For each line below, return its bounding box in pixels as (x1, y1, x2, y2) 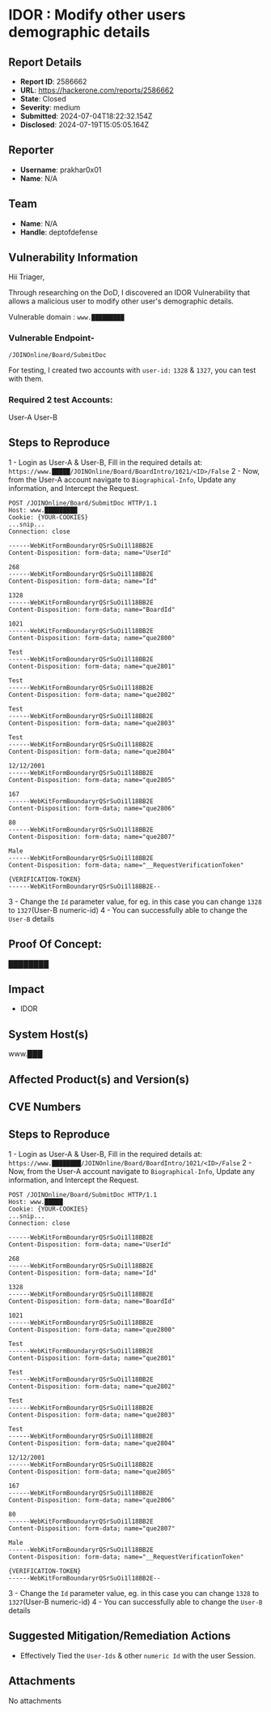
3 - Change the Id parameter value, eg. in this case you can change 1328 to (8, 1588, 260, 1598)
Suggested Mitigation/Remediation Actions (8, 1629, 231, 1643)
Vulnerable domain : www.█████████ (8, 312, 125, 322)
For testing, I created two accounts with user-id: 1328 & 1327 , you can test (8, 365, 256, 375)
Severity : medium (19, 103, 81, 112)
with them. (8, 373, 44, 383)
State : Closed (19, 94, 66, 103)
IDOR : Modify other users (8, 6, 186, 24)
